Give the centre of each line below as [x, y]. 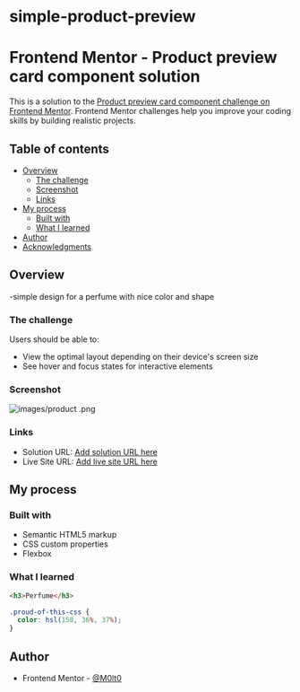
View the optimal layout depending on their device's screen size [140, 357]
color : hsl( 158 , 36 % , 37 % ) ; [70, 620]
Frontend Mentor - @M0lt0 [72, 678]
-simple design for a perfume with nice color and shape [112, 296]
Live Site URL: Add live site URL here [90, 461]
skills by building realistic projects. [73, 121]
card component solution [105, 77]
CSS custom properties [65, 544]
